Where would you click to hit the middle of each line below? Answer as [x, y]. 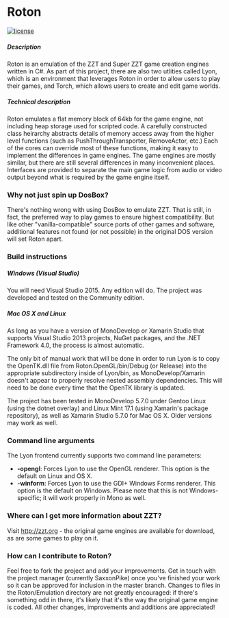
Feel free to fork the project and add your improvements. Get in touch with [112, 571]
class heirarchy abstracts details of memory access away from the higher [110, 133]
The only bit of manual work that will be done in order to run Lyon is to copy [113, 359]
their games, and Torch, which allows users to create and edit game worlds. [114, 86]
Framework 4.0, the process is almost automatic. [76, 345]
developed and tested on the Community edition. [76, 298]
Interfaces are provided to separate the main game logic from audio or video [114, 169]
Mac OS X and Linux [37, 313]
